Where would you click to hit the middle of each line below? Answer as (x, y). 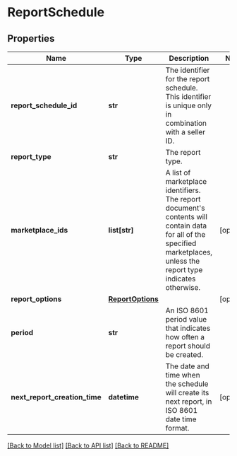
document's (186, 208)
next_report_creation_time (56, 397)
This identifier (188, 97)
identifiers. (183, 190)
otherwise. (183, 287)
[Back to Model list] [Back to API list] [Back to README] (88, 445)
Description (189, 58)
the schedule (187, 384)
